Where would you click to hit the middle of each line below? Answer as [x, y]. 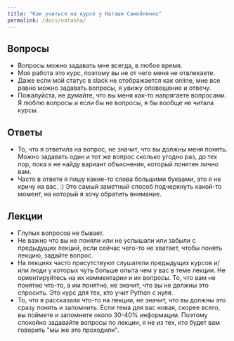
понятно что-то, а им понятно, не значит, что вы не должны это [113, 285]
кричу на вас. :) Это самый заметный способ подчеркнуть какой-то [119, 187]
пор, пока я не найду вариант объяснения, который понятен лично [118, 164]
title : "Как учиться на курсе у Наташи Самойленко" [84, 14]
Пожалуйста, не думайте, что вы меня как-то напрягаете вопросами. [122, 95]
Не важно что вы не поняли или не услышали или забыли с [106, 240]
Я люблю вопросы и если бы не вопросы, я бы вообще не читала [116, 103]
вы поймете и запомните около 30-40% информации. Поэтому [112, 315]
